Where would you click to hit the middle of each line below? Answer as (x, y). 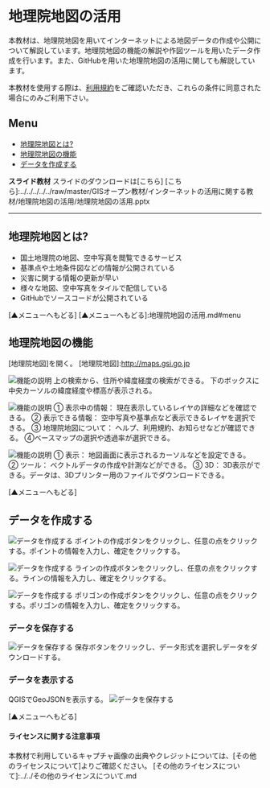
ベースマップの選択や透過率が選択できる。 (104, 438)
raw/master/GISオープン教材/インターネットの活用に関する (149, 191)
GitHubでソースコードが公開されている (84, 298)
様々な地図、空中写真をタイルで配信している (94, 287)
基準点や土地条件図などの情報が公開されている (97, 267)
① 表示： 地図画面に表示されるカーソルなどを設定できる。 (152, 455)
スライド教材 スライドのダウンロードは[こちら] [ (88, 181)
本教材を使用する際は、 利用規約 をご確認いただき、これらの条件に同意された (135, 87)
